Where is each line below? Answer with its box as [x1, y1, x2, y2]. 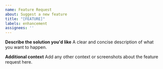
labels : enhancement [5, 21, 48, 26]
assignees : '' [5, 26, 35, 31]
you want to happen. [5, 44, 47, 50]
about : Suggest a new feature [5, 12, 68, 17]
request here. [5, 59, 33, 65]
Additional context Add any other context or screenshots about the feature [5, 54, 159, 60]
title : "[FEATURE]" [5, 16, 45, 21]
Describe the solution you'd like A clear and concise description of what [5, 39, 154, 45]
